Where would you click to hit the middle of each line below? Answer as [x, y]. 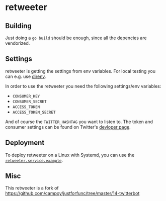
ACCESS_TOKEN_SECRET [34, 112]
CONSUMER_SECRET [29, 102]
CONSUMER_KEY [26, 96]
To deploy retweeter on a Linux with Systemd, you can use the [70, 155]
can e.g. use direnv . [26, 76]
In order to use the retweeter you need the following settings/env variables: [83, 86]
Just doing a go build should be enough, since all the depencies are [76, 38]
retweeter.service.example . [34, 160]
